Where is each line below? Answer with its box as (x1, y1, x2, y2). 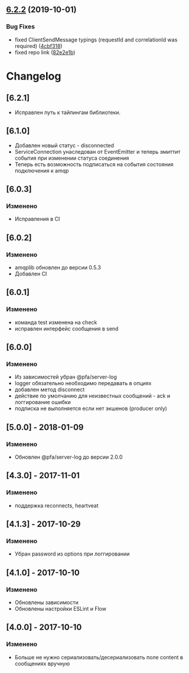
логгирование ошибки (14, 399, 71, 406)
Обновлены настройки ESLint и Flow (14, 605, 106, 612)
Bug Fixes (6, 23, 35, 31)
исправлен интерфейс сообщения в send (14, 325, 119, 332)
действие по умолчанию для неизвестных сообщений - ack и (14, 392, 171, 399)
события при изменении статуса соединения (14, 154, 129, 161)
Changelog (6, 69, 61, 82)
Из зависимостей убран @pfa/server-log (14, 373, 117, 380)
